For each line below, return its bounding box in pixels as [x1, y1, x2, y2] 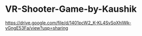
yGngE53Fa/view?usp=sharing [5, 25, 68, 31]
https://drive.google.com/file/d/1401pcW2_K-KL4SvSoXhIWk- [5, 20, 132, 26]
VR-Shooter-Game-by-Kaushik [5, 3, 137, 15]
